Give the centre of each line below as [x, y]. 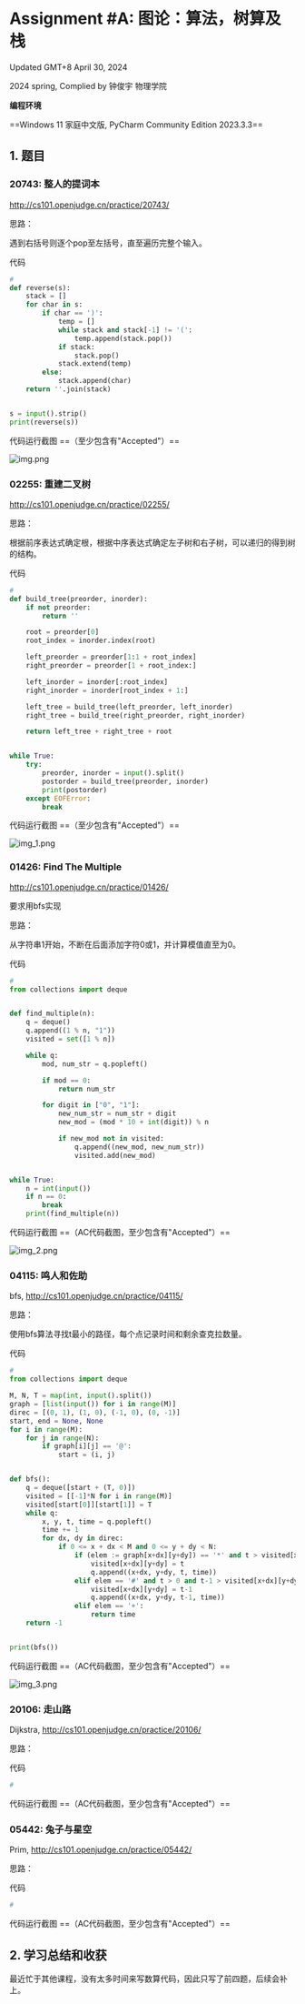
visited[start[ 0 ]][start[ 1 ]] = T [89, 1505]
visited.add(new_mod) [115, 1155]
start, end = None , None [56, 1421]
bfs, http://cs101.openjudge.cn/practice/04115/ [96, 1296]
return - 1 [44, 1623]
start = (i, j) [87, 1455]
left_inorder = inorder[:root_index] [97, 682]
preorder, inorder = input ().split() [113, 773]
